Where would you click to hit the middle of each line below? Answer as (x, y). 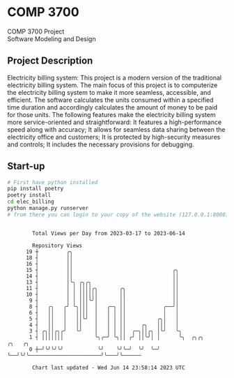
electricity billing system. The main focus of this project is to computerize (112, 85)
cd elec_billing (31, 202)
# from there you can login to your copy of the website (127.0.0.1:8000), (119, 214)
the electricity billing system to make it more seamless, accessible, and (109, 92)
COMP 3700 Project (36, 31)
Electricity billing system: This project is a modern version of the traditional (114, 77)
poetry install (29, 195)
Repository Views (57, 245)
